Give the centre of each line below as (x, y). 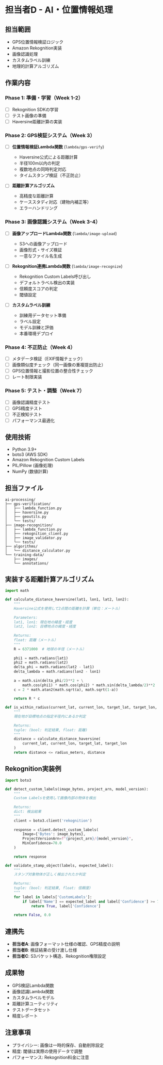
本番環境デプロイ (36, 333)
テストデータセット (31, 1010)
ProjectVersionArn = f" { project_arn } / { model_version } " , (78, 839)
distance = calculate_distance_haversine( (57, 739)
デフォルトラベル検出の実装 (47, 282)
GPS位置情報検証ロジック (38, 42)
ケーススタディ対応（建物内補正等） (55, 202)
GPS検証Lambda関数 (33, 985)
